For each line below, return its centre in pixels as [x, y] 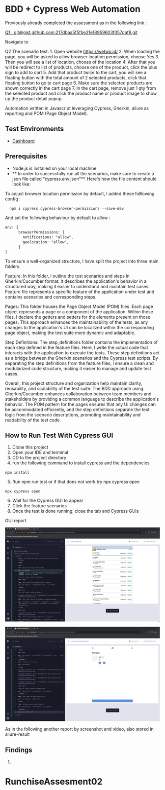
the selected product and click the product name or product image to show [81, 93]
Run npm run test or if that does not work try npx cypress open [76, 482]
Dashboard [24, 141]
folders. [13, 266]
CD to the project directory [39, 458]
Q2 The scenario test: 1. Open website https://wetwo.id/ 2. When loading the [82, 51]
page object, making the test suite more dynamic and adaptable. [70, 333]
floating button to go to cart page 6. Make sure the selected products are [79, 83]
